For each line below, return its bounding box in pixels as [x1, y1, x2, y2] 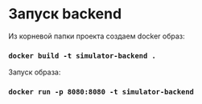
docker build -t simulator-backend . [8, 51, 157, 60]
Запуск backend [8, 5, 122, 23]
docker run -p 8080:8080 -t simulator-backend [8, 87, 195, 97]
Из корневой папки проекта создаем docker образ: [8, 31, 185, 41]
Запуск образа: [8, 67, 61, 77]
